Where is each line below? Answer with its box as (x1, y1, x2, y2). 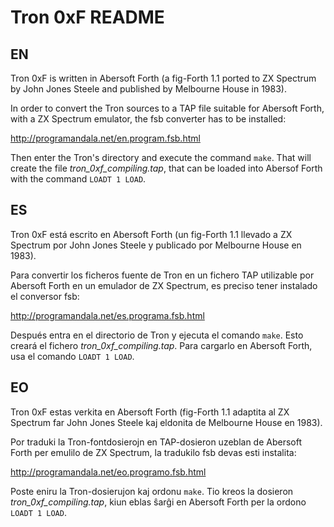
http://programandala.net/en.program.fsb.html (10, 132, 201, 144)
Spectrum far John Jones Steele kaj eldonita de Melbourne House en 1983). (10, 416, 323, 428)
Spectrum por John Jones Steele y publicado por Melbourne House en (10, 239, 302, 251)
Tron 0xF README (10, 6, 165, 29)
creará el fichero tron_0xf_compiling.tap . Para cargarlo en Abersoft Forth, (10, 339, 313, 351)
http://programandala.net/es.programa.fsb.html (10, 309, 205, 321)
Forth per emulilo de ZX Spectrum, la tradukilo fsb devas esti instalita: (10, 446, 297, 458)
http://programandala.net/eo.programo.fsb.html (10, 466, 207, 478)
